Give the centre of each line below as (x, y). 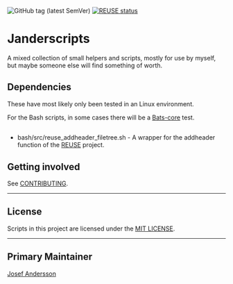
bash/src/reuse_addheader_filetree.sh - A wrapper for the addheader (116, 137)
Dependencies (39, 87)
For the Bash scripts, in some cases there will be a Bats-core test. (101, 117)
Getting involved (44, 167)
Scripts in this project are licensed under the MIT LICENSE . (91, 228)
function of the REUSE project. (61, 145)
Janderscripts (49, 39)
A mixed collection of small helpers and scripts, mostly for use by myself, (112, 58)
